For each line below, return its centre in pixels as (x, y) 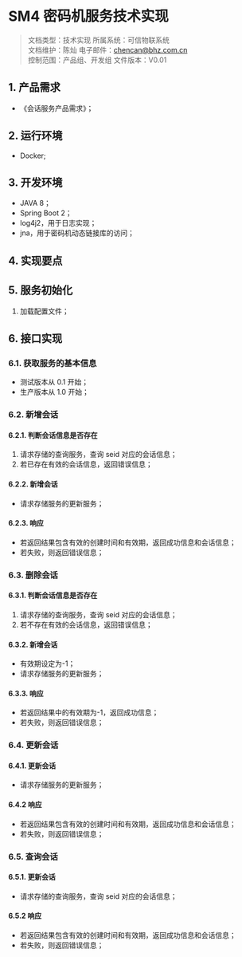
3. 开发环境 (35, 182)
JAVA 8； (35, 203)
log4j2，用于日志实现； (58, 223)
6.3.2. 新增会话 (33, 644)
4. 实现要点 (35, 260)
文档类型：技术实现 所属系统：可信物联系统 (98, 40)
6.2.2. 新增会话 (33, 484)
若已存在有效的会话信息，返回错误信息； (86, 464)
